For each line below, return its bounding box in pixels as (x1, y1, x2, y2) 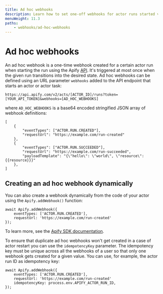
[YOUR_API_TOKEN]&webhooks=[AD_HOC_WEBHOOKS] (5, 97, 98, 102)
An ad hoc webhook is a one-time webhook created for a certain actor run (5, 62, 154, 68)
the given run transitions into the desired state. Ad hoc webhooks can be (5, 72, 150, 78)
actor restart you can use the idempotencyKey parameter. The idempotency (5, 242, 154, 248)
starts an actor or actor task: (5, 83, 62, 89)
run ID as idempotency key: (5, 258, 60, 264)
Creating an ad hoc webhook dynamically (5, 179, 133, 188)
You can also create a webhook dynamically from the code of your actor (5, 192, 149, 198)
